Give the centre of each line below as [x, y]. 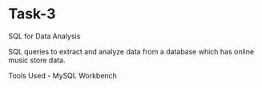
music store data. [37, 60]
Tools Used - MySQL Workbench [63, 75]
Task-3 [32, 14]
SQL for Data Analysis [44, 36]
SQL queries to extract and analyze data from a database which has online [131, 51]
